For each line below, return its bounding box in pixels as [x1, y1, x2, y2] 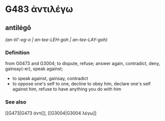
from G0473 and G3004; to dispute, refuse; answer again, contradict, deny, [5, 60, 161, 66]
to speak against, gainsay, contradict [12, 75, 88, 81]
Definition [5, 49, 30, 56]
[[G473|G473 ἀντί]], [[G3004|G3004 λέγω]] [5, 110, 97, 116]
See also [5, 98, 26, 105]
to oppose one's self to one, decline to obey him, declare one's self [12, 81, 151, 87]
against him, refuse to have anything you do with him [12, 86, 121, 92]
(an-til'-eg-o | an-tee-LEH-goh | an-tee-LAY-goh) [5, 36, 108, 42]
